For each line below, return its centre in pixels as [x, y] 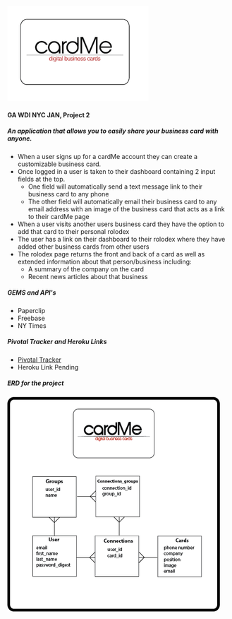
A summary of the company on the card [86, 269]
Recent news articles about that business [88, 276]
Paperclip [31, 310]
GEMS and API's [32, 293]
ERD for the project [36, 383]
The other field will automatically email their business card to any [122, 201]
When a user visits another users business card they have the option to [121, 224]
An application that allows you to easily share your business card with [113, 131]
